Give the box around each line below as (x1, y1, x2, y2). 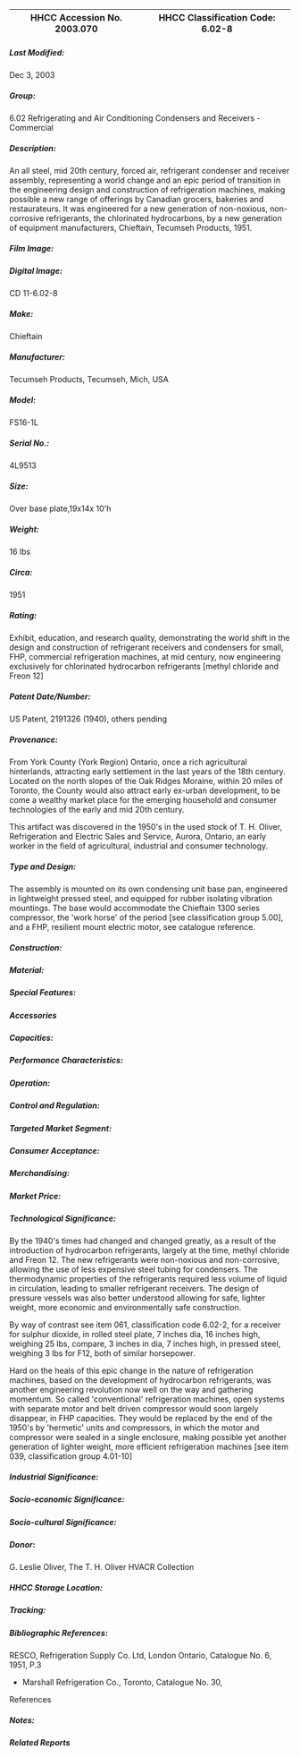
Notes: (9, 1714, 36, 1726)
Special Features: (9, 987, 77, 998)
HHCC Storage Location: (9, 1582, 103, 1593)
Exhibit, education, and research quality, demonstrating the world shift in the (9, 633, 290, 643)
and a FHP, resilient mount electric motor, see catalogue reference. (9, 921, 256, 932)
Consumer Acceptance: (9, 1145, 100, 1156)
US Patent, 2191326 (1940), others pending (9, 713, 168, 724)
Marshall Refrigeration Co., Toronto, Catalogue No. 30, (21, 1677, 223, 1688)
